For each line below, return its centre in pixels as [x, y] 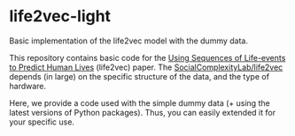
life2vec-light [60, 16]
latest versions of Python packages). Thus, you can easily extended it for [143, 112]
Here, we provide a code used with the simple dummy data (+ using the [140, 102]
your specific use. [42, 122]
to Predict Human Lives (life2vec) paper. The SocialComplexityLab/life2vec [146, 67]
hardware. [28, 86]
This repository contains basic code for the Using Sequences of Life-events [147, 57]
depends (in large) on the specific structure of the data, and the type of [140, 76]
